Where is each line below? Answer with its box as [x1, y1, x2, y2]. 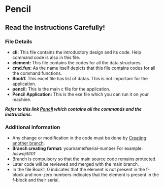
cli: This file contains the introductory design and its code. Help [12, 49, 141, 55]
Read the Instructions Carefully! [5, 23, 105, 32]
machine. [12, 96, 32, 102]
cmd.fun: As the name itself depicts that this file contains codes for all [12, 65, 156, 71]
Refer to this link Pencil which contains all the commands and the [5, 106, 142, 112]
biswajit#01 [12, 151, 35, 157]
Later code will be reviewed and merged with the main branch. [12, 161, 139, 167]
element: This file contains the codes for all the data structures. [12, 59, 142, 65]
